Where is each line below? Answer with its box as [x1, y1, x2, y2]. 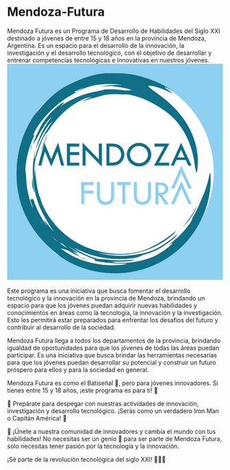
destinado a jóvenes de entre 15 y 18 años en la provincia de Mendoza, [7, 34, 207, 42]
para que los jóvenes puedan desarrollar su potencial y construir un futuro [7, 358, 216, 366]
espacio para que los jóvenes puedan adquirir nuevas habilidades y [7, 301, 197, 309]
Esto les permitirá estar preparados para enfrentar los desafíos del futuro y [7, 316, 218, 324]
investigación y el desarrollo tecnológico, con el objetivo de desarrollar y [7, 49, 212, 57]
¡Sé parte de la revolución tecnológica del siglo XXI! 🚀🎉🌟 [7, 455, 166, 463]
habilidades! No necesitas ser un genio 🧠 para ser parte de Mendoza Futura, [7, 434, 222, 443]
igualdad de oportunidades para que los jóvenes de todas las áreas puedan [7, 344, 220, 352]
